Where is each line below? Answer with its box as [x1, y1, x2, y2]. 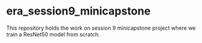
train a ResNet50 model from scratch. [6, 30, 100, 38]
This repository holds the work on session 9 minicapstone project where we [6, 24, 196, 31]
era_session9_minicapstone [6, 4, 151, 18]
